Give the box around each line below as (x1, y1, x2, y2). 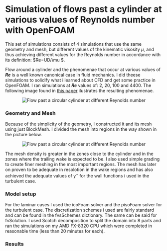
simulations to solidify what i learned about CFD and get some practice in (5, 77, 156, 83)
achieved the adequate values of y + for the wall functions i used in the (5, 172, 150, 178)
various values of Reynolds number (5, 14, 155, 25)
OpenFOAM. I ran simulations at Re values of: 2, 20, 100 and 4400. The (5, 82, 152, 88)
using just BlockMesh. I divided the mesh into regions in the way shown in (5, 126, 157, 132)
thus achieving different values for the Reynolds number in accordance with (5, 51, 161, 58)
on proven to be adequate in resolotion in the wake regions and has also (5, 167, 154, 172)
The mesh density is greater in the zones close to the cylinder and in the (5, 151, 154, 157)
